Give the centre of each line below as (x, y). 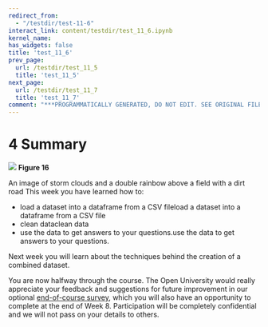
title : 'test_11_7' (48, 98)
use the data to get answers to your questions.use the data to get (127, 233)
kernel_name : (30, 38)
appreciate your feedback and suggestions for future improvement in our (128, 289)
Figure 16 (33, 168)
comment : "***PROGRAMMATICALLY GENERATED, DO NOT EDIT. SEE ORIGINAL (126, 105)
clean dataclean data (54, 224)
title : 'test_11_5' (48, 75)
